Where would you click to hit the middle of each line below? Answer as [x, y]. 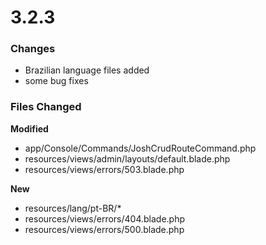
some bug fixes [56, 81]
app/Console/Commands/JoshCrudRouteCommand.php [140, 148]
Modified [29, 128]
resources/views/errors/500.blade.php [104, 229]
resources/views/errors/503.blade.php [104, 169]
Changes [33, 49]
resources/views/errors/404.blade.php [105, 218]
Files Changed [46, 107]
